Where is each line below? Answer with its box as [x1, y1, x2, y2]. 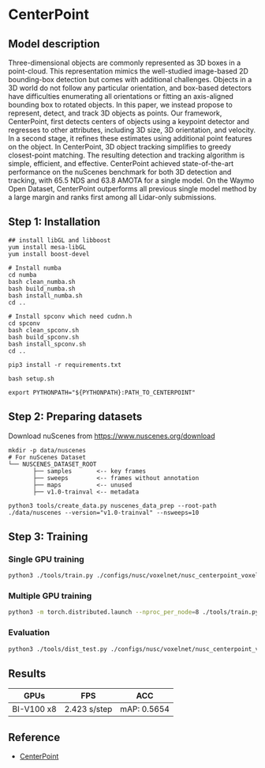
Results [8, 667, 47, 680]
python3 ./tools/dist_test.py [8, 645, 108, 653]
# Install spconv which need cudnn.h [8, 312, 132, 320]
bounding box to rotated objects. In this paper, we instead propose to [8, 100, 233, 109]
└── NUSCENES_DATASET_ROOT [8, 460, 97, 468]
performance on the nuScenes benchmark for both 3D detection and [8, 168, 232, 176]
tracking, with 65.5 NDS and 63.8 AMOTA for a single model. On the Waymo [8, 176, 255, 185]
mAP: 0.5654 [119, 704, 170, 715]
